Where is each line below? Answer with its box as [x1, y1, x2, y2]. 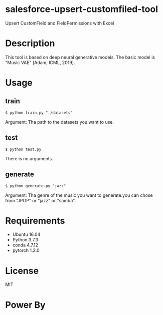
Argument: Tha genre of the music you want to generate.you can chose [5, 192, 153, 198]
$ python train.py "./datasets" [5, 110, 73, 115]
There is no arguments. [5, 155, 54, 161]
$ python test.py [5, 147, 42, 152]
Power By [5, 299, 46, 310]
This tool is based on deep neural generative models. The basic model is [5, 54, 155, 60]
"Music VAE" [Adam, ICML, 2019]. [5, 59, 75, 66]
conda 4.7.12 [12, 242, 39, 248]
